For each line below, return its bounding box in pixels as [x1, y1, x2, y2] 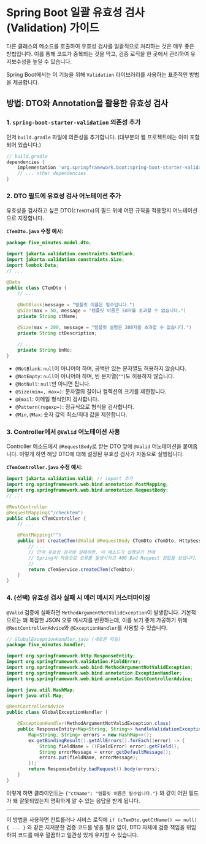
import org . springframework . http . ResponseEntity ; [6, 653, 136, 659]
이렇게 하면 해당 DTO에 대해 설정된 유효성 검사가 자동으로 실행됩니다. [19, 451, 184, 458]
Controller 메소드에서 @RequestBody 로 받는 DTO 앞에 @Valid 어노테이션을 [6, 443, 182, 450]
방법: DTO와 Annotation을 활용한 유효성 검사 [6, 98, 169, 109]
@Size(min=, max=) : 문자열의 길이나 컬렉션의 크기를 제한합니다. [15, 388, 167, 395]
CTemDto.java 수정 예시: [6, 228, 64, 235]
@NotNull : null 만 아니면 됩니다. [15, 380, 91, 387]
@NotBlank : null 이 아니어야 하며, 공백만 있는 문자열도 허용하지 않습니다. [15, 365, 187, 372]
